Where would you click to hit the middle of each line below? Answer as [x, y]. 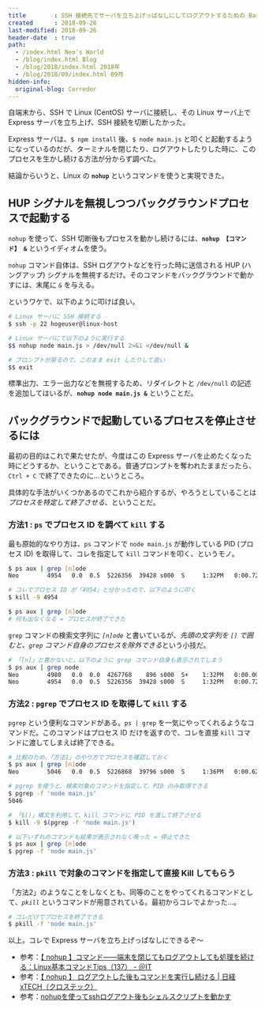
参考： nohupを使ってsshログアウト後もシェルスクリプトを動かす [125, 996]
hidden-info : [30, 81]
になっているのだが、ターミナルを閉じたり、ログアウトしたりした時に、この [132, 149]
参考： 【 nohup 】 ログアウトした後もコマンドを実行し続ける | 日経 [127, 977]
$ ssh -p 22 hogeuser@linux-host [63, 324]
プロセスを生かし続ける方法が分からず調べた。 [84, 159]
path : [17, 45]
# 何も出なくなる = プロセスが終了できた [67, 619]
